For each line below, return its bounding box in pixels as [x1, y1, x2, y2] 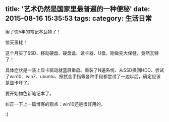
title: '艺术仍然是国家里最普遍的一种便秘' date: [5, 5, 150, 14]
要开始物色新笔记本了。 [5, 90, 54, 96]
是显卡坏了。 [5, 80, 32, 86]
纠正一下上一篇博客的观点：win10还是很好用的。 [5, 101, 106, 107]
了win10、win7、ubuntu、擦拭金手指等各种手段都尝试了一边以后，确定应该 [5, 73, 161, 79]
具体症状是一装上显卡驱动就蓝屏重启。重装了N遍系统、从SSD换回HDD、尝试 [5, 67, 164, 73]
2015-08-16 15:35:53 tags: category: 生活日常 [5, 14, 152, 23]
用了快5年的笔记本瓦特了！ [5, 28, 62, 34]
